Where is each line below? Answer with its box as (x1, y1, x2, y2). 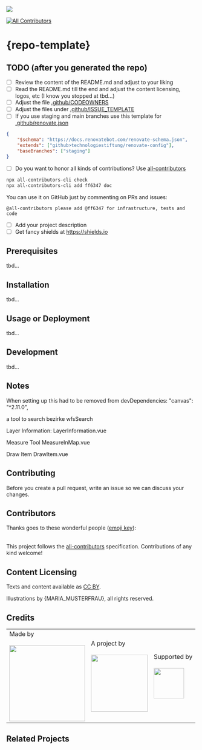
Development (6, 347, 59, 358)
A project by (91, 639, 126, 647)
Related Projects (6, 734, 70, 744)
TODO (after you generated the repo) (6, 63, 148, 73)
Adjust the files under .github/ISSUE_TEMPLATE (15, 106, 135, 113)
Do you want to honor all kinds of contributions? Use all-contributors (15, 165, 186, 172)
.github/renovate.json (15, 119, 68, 127)
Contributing (6, 468, 56, 479)
